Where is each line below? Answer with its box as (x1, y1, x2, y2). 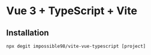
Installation (6, 28, 49, 38)
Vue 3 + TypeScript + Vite (6, 4, 138, 18)
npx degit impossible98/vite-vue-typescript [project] (6, 43, 146, 49)
